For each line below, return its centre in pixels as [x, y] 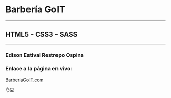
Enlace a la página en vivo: [39, 68]
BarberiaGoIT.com [24, 80]
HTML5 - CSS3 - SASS [41, 34]
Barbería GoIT [35, 9]
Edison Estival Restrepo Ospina [45, 55]
